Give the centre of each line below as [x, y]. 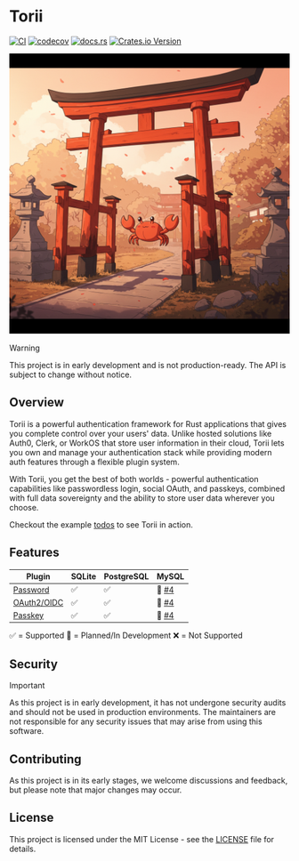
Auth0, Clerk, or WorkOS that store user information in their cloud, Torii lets [147, 443]
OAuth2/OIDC [38, 603]
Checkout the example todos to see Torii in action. [101, 524]
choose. [24, 507]
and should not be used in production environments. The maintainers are [142, 712]
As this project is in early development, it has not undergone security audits [148, 703]
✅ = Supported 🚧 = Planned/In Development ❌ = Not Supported [126, 636]
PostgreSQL [126, 576]
